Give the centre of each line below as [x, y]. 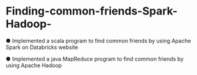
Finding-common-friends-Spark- [92, 11]
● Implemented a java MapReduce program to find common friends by [95, 59]
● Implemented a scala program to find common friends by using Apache [99, 41]
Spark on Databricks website [42, 47]
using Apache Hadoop [34, 65]
